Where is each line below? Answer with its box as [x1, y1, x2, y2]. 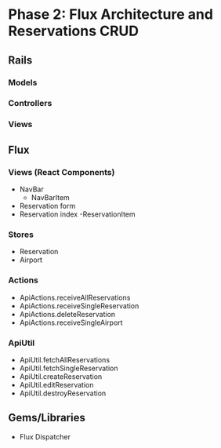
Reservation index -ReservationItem [19, 209, 136, 219]
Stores [8, 229, 34, 240]
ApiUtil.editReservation [19, 380, 94, 389]
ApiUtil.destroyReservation [19, 388, 107, 398]
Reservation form [19, 202, 76, 211]
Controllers [8, 98, 53, 109]
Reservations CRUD [8, 22, 139, 40]
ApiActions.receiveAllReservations [19, 293, 131, 302]
